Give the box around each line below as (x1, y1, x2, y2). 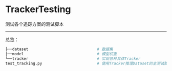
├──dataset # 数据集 (5, 47, 114, 52)
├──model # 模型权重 (5, 51, 117, 56)
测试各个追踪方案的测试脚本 (5, 21, 64, 27)
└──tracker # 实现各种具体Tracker (5, 56, 141, 61)
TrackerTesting (5, 4, 71, 15)
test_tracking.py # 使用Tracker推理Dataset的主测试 (5, 61, 165, 66)
